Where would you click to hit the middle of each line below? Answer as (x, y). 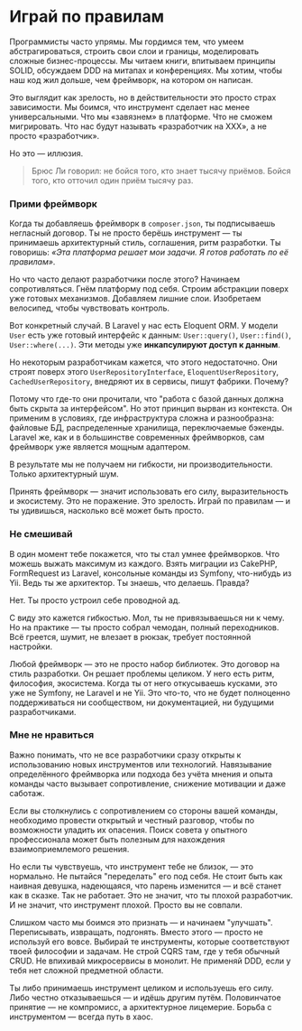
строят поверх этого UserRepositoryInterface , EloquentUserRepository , (144, 372)
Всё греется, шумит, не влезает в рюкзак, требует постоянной (130, 636)
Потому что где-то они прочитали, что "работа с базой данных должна (146, 399)
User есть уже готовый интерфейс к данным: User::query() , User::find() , (150, 335)
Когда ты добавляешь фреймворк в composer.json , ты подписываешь (142, 224)
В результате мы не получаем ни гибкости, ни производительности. (141, 464)
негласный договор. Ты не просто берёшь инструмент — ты (126, 233)
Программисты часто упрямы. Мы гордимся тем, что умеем (127, 42)
